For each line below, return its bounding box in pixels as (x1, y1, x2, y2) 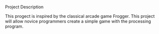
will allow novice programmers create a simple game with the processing (5, 19, 151, 24)
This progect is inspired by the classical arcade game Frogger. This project (5, 13, 155, 19)
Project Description (5, 4, 44, 10)
